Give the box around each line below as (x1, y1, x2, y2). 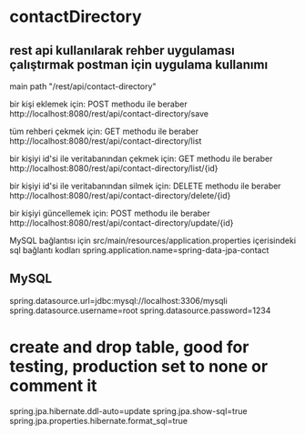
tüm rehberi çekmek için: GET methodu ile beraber (9, 126, 198, 137)
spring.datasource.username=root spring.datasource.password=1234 (9, 305, 271, 316)
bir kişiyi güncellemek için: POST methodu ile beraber (9, 207, 211, 218)
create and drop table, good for (9, 337, 249, 357)
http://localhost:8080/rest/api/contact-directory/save (9, 108, 209, 119)
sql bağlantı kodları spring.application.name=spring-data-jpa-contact (9, 245, 269, 256)
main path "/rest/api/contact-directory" (9, 81, 157, 92)
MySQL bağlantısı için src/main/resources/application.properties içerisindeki (9, 235, 297, 246)
